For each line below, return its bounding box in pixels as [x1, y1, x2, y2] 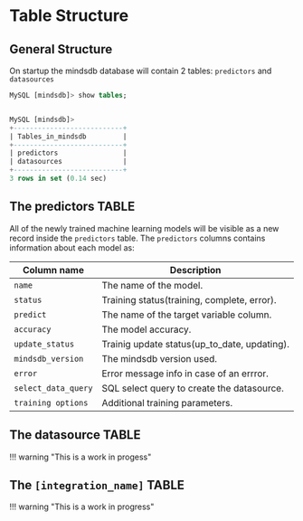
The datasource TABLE [9, 427, 141, 443]
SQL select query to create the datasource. [101, 382, 285, 394]
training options [14, 397, 89, 408]
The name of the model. [101, 279, 204, 291]
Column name [22, 263, 84, 276]
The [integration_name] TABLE [9, 477, 185, 493]
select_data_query [14, 383, 93, 393]
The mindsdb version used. [101, 352, 218, 365]
